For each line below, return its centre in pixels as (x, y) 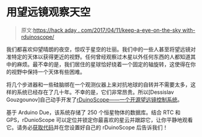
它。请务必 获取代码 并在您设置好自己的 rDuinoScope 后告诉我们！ (87, 127)
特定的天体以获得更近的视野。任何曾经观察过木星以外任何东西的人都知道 (101, 56)
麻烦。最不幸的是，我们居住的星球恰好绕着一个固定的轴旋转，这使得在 (103, 64)
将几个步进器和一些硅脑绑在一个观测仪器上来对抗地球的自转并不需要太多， (98, 84)
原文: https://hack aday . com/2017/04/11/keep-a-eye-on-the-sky (101, 30)
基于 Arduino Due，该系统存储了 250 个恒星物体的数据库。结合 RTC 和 (93, 112)
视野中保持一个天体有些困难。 (48, 72)
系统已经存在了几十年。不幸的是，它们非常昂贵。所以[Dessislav (95, 92)
